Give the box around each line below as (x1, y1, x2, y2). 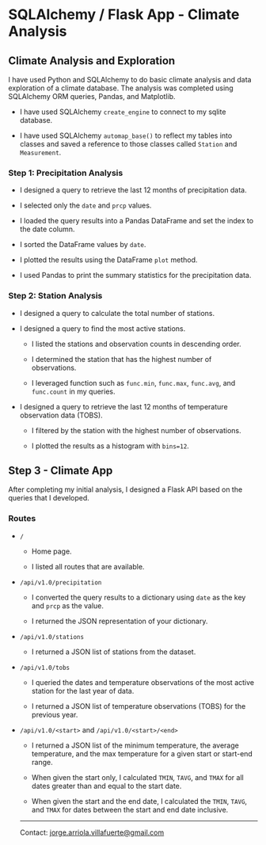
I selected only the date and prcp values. (19, 200, 152, 211)
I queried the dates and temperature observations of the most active (31, 677, 255, 687)
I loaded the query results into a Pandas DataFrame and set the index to (19, 216, 254, 226)
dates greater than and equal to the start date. (31, 781, 182, 790)
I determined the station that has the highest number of (31, 354, 212, 364)
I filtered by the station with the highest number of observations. (31, 425, 241, 435)
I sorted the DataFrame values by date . (19, 240, 146, 249)
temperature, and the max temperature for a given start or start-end (31, 748, 253, 758)
